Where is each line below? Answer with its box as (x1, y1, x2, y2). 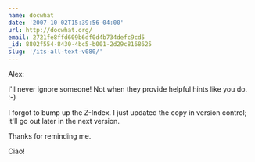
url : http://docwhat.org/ (8, 26, 92, 34)
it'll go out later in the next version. (8, 117, 120, 125)
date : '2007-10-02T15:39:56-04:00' (8, 19, 124, 27)
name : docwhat (8, 11, 55, 20)
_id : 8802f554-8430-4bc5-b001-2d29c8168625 (8, 41, 153, 49)
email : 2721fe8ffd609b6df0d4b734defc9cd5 (8, 33, 145, 41)
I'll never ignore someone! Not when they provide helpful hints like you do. (8, 85, 248, 94)
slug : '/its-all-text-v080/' (8, 48, 103, 56)
